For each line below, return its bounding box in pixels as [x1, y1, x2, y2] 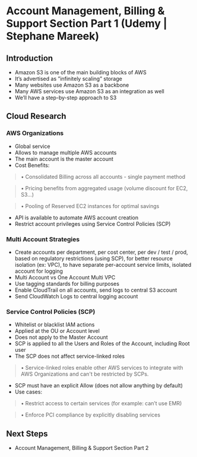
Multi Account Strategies [6, 235, 80, 243]
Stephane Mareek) [6, 30, 100, 43]
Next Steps [6, 428, 48, 439]
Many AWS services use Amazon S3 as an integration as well [14, 88, 164, 94]
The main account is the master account [14, 155, 114, 162]
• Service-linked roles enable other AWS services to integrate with [20, 364, 183, 371]
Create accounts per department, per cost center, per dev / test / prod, [14, 248, 188, 256]
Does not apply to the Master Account [14, 334, 108, 341]
